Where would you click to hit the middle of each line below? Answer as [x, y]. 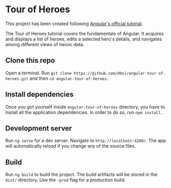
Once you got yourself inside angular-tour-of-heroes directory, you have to [85, 107]
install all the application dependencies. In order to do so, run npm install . [84, 112]
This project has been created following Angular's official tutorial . [74, 24]
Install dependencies [39, 95]
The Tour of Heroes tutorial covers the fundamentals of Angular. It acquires [84, 33]
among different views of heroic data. [45, 44]
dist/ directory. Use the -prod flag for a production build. [66, 180]
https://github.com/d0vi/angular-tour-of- [120, 73]
